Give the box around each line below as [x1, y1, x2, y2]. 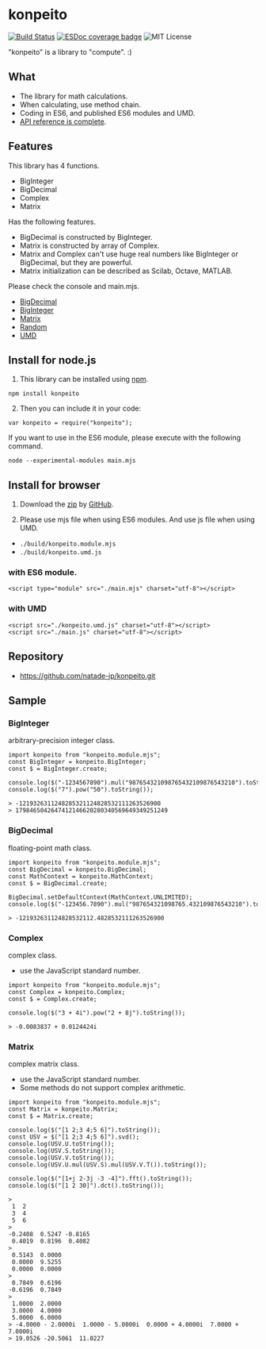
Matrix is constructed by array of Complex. [19, 241, 160, 250]
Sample [8, 693, 47, 707]
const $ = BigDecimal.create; [8, 879, 108, 887]
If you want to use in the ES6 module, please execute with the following [8, 433, 241, 442]
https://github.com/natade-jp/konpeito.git [19, 671, 156, 680]
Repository [8, 649, 64, 664]
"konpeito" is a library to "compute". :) [8, 47, 132, 56]
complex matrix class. [8, 1059, 80, 1069]
